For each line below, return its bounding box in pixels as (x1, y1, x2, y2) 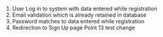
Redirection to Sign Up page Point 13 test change (12, 24, 136, 31)
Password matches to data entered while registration (12, 18, 145, 24)
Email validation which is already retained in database (12, 11, 147, 18)
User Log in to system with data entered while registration (12, 5, 158, 12)
